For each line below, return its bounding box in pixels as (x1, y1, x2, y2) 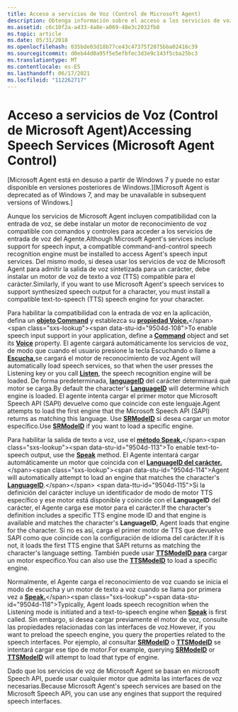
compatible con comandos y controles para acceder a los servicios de (7, 227, 212, 236)
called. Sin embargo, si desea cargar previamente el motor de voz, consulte (7, 615, 228, 624)
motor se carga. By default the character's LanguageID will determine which (7, 384, 229, 393)
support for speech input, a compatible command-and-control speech (7, 242, 212, 251)
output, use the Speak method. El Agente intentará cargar (30, 451, 200, 459)
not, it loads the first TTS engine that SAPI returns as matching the (7, 541, 201, 550)
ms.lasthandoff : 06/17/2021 (7, 70, 91, 77)
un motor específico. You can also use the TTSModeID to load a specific (7, 557, 217, 565)
